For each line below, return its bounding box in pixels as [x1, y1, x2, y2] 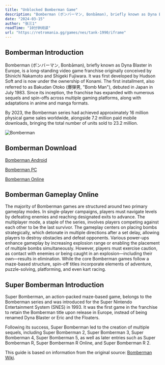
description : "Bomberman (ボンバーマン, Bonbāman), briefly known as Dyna [5, 12, 157, 17]
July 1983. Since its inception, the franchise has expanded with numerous [5, 89, 155, 95]
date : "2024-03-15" [5, 16, 45, 21]
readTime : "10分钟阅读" [5, 26, 51, 31]
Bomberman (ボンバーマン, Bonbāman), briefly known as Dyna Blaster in [5, 62, 152, 68]
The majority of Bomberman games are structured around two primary [5, 203, 148, 210]
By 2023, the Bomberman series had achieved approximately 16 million [5, 109, 149, 115]
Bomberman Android [5, 157, 48, 163]
